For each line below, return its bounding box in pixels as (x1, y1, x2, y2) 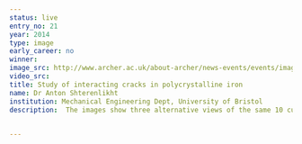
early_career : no (9, 47, 75, 56)
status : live (9, 13, 58, 22)
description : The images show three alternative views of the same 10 (9, 105, 283, 114)
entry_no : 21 (9, 22, 58, 31)
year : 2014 (9, 30, 50, 39)
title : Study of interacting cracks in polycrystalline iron (9, 80, 244, 89)
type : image (9, 38, 54, 48)
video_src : (9, 72, 50, 81)
